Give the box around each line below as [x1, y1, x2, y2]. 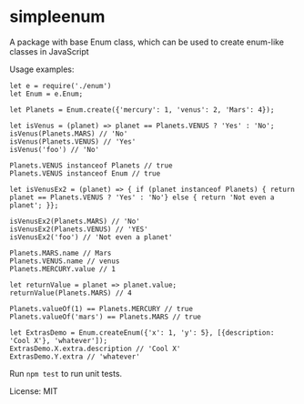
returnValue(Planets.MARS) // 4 [9, 288, 132, 298]
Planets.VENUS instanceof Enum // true [9, 168, 161, 178]
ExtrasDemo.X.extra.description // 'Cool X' [9, 344, 181, 353]
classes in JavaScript [9, 45, 89, 56]
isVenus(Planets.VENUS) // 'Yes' [9, 136, 137, 146]
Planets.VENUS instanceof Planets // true [9, 161, 173, 170]
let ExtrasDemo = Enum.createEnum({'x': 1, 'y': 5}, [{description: [9, 328, 275, 338]
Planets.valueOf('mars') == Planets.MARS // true [9, 312, 202, 321]
